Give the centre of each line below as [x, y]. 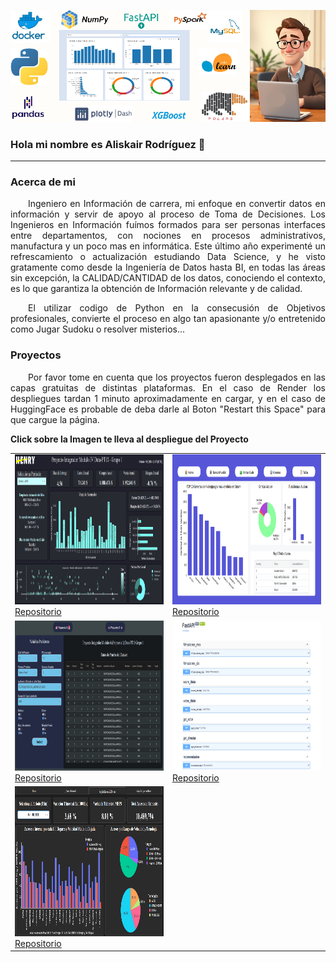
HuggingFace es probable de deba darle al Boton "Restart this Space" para [168, 409]
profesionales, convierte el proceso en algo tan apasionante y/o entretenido [168, 319]
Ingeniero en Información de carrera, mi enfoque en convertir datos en [177, 204]
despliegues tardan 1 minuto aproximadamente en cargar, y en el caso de [168, 398]
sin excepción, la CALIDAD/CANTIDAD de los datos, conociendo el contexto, [168, 278]
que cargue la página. [55, 419]
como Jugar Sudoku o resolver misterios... [98, 329]
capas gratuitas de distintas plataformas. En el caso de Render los [168, 387]
